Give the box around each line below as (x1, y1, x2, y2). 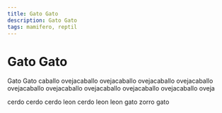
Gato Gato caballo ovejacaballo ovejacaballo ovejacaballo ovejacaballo (7, 77, 214, 85)
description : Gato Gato (7, 17, 78, 24)
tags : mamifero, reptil (7, 23, 78, 30)
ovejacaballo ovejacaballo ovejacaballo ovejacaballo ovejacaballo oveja (7, 84, 216, 93)
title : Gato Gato (7, 10, 59, 18)
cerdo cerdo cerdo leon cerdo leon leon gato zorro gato (7, 98, 170, 106)
